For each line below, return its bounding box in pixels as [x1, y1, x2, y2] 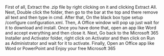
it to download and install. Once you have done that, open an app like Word [5, 25, 157, 31]
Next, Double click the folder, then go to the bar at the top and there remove [5, 9, 158, 15]
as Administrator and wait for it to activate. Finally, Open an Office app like [5, 40, 155, 46]
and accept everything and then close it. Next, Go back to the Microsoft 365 [5, 30, 159, 36]
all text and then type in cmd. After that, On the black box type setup [5, 15, 143, 20]
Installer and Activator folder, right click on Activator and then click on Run [5, 35, 155, 41]
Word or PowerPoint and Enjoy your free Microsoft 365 [5, 46, 116, 51]
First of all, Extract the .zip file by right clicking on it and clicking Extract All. [5, 4, 157, 10]
